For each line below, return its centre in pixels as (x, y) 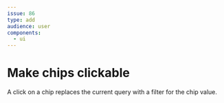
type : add (21, 20)
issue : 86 (21, 13)
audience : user (29, 26)
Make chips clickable (69, 73)
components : (24, 33)
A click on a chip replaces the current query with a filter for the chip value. (112, 92)
